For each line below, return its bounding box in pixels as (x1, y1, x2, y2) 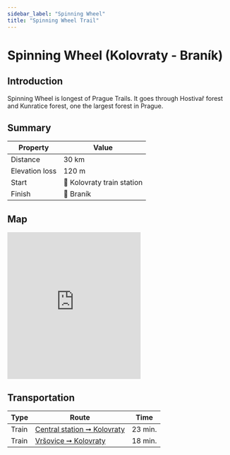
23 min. (131, 424, 157, 434)
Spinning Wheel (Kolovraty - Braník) (7, 47, 224, 63)
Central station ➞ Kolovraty (35, 424, 126, 434)
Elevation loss (11, 166, 57, 176)
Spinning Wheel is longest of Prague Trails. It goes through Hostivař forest (7, 94, 224, 102)
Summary (7, 121, 52, 134)
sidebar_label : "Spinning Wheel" (7, 10, 106, 18)
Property (18, 142, 49, 152)
